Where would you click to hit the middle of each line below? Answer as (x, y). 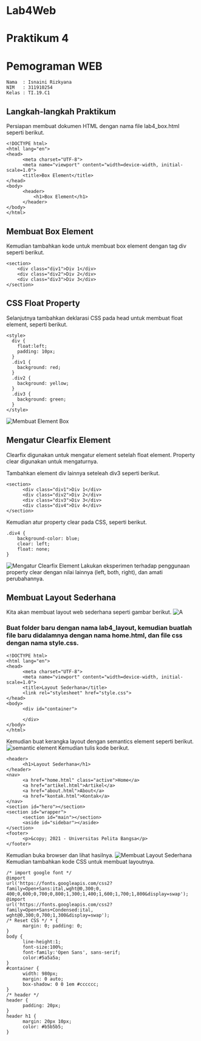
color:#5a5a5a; (42, 958)
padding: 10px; (36, 351)
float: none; (34, 549)
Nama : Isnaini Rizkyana (39, 83)
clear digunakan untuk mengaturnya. (52, 461)
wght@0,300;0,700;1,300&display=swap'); (58, 915)
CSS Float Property (43, 303)
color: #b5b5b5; (43, 1026)
